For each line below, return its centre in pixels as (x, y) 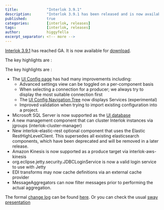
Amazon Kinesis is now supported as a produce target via (70, 151)
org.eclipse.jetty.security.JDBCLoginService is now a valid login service (84, 162)
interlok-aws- (143, 151)
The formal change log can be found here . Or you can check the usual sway (82, 197)
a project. (29, 110)
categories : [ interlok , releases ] (48, 23)
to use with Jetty (29, 167)
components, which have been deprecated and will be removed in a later (85, 141)
